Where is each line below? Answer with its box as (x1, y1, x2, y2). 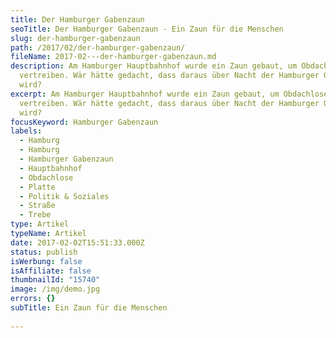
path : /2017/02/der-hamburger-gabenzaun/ (10, 42, 186, 53)
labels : (10, 126, 43, 136)
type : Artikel (10, 219, 70, 230)
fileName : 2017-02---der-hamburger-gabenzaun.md (10, 52, 217, 62)
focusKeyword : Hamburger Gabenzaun (10, 117, 159, 127)
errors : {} (10, 294, 56, 304)
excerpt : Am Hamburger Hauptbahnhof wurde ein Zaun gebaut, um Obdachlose (10, 89, 329, 99)
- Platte (19, 182, 56, 192)
